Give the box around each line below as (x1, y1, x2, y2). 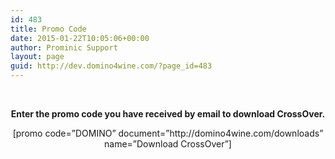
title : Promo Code (10, 24, 87, 34)
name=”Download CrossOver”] (104, 138, 232, 150)
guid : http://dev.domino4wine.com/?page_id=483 (10, 61, 213, 71)
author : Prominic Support (10, 42, 118, 53)
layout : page (10, 52, 65, 62)
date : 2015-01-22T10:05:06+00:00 (10, 33, 150, 43)
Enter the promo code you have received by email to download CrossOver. (10, 108, 326, 120)
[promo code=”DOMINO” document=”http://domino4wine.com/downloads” (12, 127, 324, 139)
